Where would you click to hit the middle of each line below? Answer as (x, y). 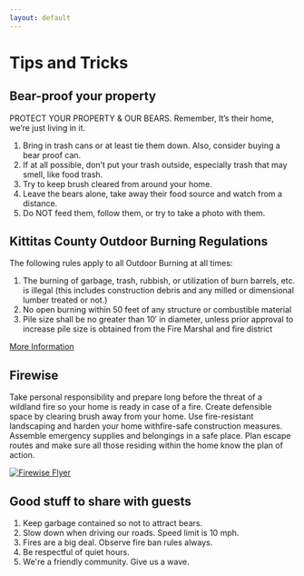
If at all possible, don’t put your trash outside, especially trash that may (155, 164)
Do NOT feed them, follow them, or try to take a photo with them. (144, 213)
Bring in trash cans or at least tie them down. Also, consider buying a (152, 145)
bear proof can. (52, 154)
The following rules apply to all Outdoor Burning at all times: (121, 263)
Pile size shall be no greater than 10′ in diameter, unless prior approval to (158, 320)
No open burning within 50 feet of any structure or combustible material (157, 310)
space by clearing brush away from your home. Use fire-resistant (132, 417)
